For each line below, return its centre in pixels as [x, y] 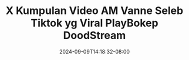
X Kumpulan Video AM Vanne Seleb [95, 11]
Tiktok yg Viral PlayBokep [95, 23]
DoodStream [95, 36]
